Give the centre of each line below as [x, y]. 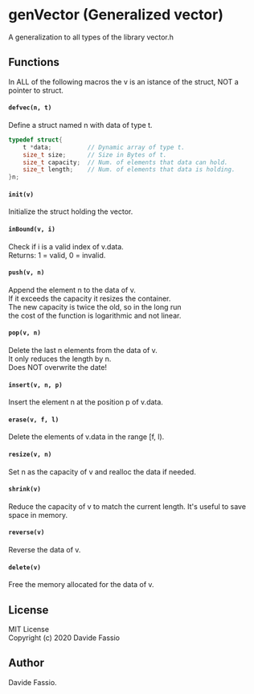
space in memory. [38, 515]
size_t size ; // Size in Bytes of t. [95, 154]
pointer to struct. [36, 90]
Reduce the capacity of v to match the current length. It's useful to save [127, 506]
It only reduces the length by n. [60, 359]
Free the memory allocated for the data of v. [81, 585]
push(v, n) [27, 273]
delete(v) [25, 567]
